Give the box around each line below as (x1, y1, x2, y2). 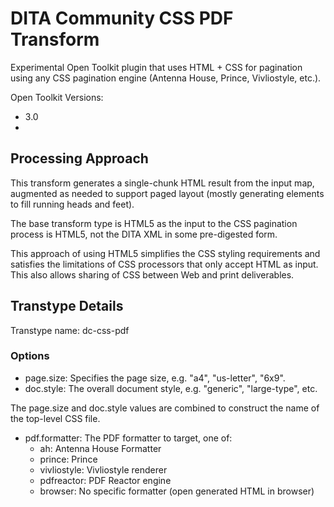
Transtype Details (10, 298, 124, 315)
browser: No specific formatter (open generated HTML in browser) (39, 485, 315, 497)
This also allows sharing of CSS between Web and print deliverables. (10, 268, 295, 281)
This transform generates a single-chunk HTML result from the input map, (10, 177, 315, 189)
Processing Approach (10, 150, 149, 167)
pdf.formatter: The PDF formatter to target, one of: (24, 432, 233, 444)
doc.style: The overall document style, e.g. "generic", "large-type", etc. (24, 382, 318, 394)
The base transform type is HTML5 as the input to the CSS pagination (10, 217, 298, 229)
